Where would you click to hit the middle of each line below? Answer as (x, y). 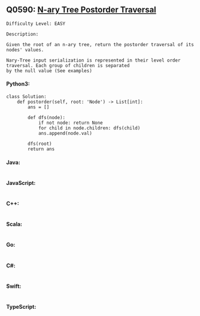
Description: (22, 34)
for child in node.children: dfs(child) (89, 128)
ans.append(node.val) (65, 133)
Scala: (14, 224)
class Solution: (26, 97)
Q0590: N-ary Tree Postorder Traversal (81, 10)
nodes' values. (25, 50)
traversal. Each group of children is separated (68, 65)
